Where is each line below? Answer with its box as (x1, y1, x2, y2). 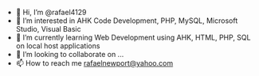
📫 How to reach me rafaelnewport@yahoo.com (15, 59, 174, 67)
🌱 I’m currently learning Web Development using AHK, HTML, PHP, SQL (15, 32, 251, 42)
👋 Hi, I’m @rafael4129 (15, 8, 87, 17)
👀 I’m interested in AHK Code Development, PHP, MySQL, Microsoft (15, 16, 238, 25)
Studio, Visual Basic (15, 25, 81, 33)
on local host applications (15, 41, 100, 51)
